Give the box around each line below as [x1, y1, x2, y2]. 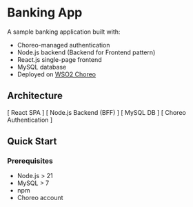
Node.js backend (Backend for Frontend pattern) [17, 48, 156, 56]
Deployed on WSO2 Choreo [17, 70, 96, 78]
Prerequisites [7, 156, 53, 166]
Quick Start [7, 135, 57, 147]
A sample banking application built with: [7, 28, 121, 36]
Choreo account [17, 194, 63, 202]
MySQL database [17, 63, 67, 71]
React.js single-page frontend [17, 55, 102, 63]
